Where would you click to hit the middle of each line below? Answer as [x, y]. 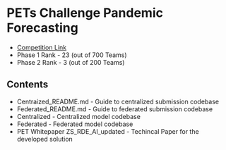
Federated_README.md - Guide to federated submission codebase [115, 109]
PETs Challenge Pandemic [85, 13]
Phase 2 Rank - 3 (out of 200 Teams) [71, 62]
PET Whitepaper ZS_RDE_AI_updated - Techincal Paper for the [108, 131]
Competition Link [42, 47]
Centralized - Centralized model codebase [78, 116]
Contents [28, 85]
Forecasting [42, 28]
